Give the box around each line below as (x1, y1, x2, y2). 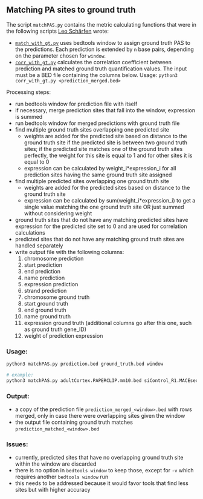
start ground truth (24, 300, 68, 307)
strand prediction (24, 287, 67, 294)
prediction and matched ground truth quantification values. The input (14, 65, 187, 72)
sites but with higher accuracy (14, 486, 91, 494)
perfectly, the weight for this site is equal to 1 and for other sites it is (24, 152, 193, 159)
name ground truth (24, 312, 71, 320)
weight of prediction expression (24, 332, 103, 339)
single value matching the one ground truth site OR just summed (24, 203, 184, 210)
